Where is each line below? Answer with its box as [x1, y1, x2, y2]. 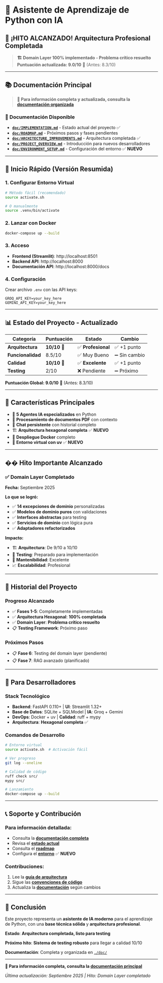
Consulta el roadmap [12, 845, 55, 851]
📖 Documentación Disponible [5, 114, 75, 120]
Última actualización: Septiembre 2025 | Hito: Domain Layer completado [5, 973, 151, 979]
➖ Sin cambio [114, 352, 145, 358]
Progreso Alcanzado [5, 597, 54, 604]
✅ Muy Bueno [77, 352, 109, 358]
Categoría [12, 335, 36, 342]
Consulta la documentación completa [12, 835, 89, 841]
